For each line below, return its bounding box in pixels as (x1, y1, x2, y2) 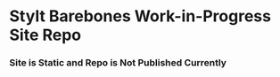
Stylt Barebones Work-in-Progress (9, 6, 272, 27)
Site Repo (9, 25, 82, 45)
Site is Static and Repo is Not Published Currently (9, 57, 227, 69)
